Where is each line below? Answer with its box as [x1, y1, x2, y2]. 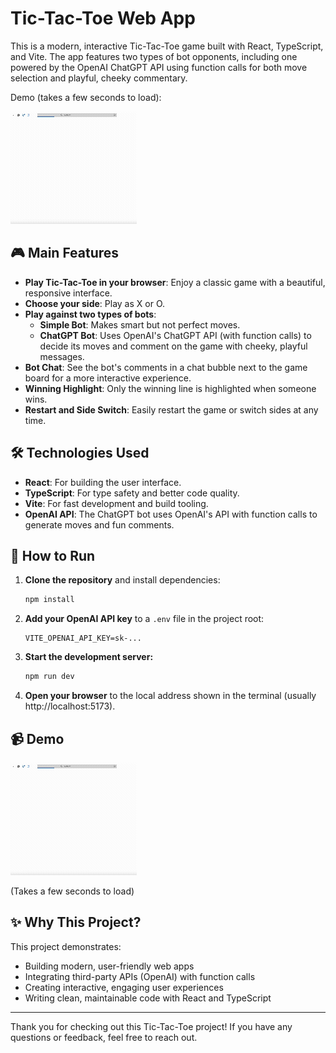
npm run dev [24, 672, 75, 682]
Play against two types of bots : [24, 308, 157, 320]
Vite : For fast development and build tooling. [24, 497, 209, 509]
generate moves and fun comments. [24, 518, 175, 531]
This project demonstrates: [10, 940, 122, 952]
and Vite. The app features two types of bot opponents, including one [10, 50, 298, 62]
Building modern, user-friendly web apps [24, 960, 195, 972]
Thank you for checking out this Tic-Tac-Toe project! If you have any [10, 1020, 293, 1032]
